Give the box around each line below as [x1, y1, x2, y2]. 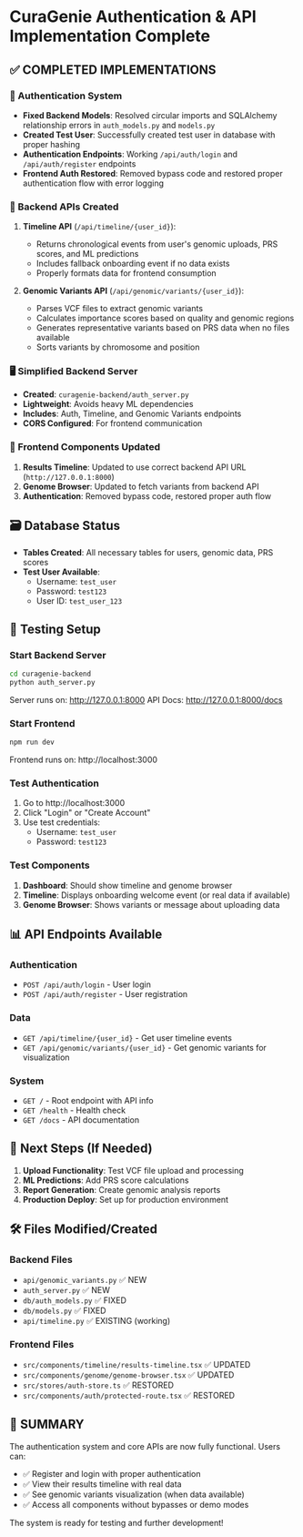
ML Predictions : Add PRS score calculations [22, 1175, 189, 1186]
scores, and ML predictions [35, 249, 139, 260]
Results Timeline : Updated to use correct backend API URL [22, 462, 247, 473]
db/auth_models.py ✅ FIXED [22, 1295, 127, 1306]
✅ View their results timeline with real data [22, 1478, 182, 1490]
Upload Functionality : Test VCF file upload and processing [22, 1165, 244, 1176]
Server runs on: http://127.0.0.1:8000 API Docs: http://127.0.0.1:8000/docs [9, 695, 284, 706]
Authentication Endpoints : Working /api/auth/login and [22, 148, 238, 159]
